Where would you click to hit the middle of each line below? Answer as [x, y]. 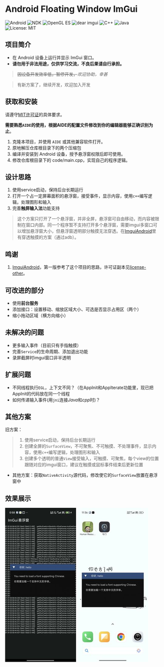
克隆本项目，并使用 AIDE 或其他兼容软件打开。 [59, 141]
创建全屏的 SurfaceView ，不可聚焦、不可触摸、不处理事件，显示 [88, 446]
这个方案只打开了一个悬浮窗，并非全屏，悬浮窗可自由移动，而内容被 [86, 219]
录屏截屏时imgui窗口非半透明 [41, 357]
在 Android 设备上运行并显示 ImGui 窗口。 [54, 57]
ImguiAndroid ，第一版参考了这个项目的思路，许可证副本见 [71, 267]
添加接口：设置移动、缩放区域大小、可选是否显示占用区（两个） [77, 309]
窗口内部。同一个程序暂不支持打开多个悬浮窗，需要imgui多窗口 [89, 225]
